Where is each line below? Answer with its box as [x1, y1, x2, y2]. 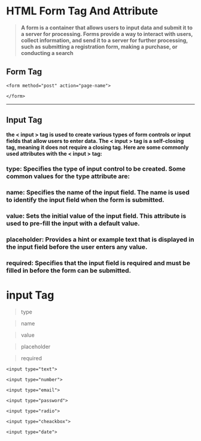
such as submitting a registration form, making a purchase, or [20, 43, 178, 50]
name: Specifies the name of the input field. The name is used [6, 188, 190, 197]
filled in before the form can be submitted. [6, 266, 132, 275]
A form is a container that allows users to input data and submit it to [20, 24, 193, 31]
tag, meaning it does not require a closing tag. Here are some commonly [6, 144, 189, 151]
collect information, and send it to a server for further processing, [20, 37, 188, 44]
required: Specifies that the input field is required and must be [6, 259, 190, 267]
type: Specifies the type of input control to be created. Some [6, 165, 186, 173]
